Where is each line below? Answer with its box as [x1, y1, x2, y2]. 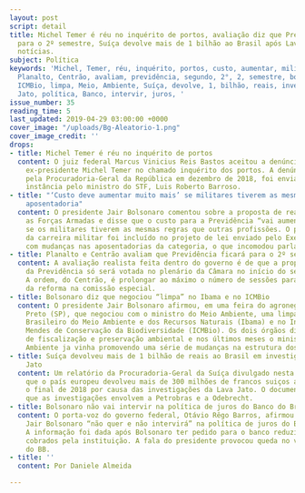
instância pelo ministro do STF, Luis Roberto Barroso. [25, 183, 242, 192]
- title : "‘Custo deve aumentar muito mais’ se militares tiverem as [9, 191, 279, 200]
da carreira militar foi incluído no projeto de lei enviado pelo [25, 233, 282, 242]
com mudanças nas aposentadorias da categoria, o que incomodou [25, 242, 274, 251]
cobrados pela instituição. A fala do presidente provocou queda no [25, 436, 290, 446]
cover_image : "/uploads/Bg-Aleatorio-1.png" [9, 124, 181, 133]
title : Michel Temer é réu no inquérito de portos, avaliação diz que [9, 30, 282, 39]
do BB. [25, 445, 51, 454]
